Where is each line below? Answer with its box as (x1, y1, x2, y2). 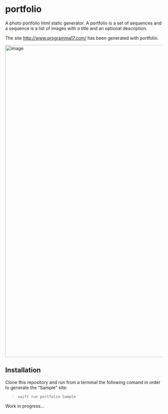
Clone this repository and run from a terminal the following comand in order (5, 379, 161, 385)
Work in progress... (5, 403, 44, 409)
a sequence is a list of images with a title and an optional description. (5, 25, 147, 31)
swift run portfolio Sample (17, 394, 76, 399)
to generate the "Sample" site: (5, 385, 67, 391)
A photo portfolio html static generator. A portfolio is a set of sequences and (5, 20, 162, 26)
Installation (5, 366, 41, 375)
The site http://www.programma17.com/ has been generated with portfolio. (5, 35, 159, 41)
